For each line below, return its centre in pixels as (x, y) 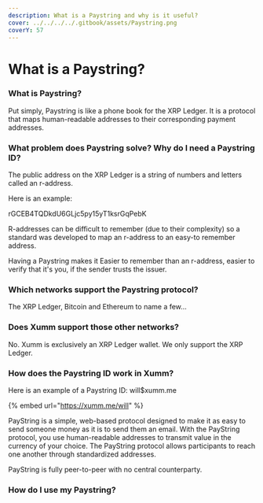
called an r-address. (40, 183)
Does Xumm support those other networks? (93, 327)
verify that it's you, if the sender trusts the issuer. (88, 269)
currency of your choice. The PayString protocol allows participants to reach (132, 446)
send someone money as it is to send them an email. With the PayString (124, 429)
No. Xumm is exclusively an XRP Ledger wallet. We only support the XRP (126, 344)
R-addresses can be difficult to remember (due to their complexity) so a (124, 229)
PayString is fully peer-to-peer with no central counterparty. (105, 470)
